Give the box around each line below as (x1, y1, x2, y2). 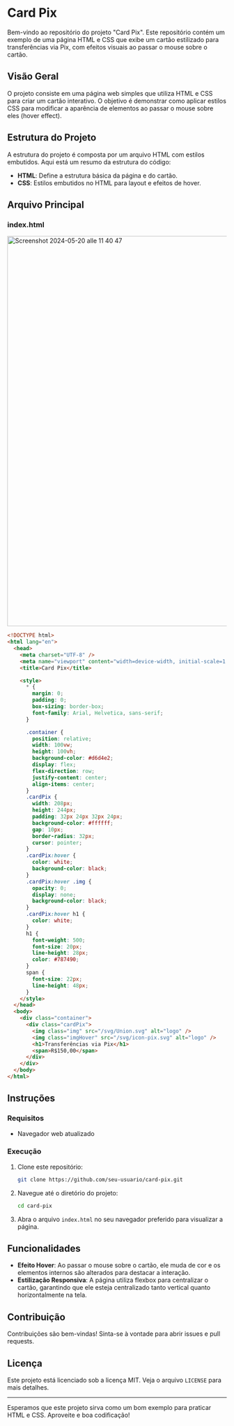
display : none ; (32, 891, 77, 898)
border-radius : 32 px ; (32, 833, 95, 840)
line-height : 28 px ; (32, 949, 89, 957)
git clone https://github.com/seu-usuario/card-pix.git (17, 1176, 183, 1183)
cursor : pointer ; (32, 839, 82, 847)
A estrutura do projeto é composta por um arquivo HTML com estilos (7, 150, 205, 159)
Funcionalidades (7, 1243, 81, 1254)
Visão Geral (7, 71, 59, 82)
